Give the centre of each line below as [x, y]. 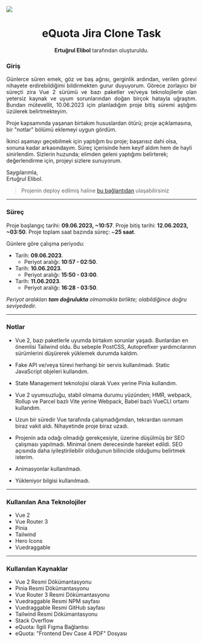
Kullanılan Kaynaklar [37, 569]
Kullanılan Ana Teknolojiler [46, 502]
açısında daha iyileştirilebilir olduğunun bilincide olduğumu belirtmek [100, 450]
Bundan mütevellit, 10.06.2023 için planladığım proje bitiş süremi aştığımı [101, 105]
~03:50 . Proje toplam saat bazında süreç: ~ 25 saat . [71, 232]
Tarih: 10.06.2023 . [38, 268]
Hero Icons [29, 541]
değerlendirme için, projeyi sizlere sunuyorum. [64, 161]
